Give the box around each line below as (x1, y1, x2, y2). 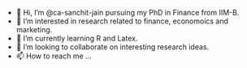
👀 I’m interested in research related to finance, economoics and (15, 16, 229, 26)
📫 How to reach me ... (15, 51, 92, 61)
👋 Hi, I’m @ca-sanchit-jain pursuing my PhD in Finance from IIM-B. (15, 8, 240, 17)
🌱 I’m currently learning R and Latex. (15, 33, 138, 43)
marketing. (15, 25, 53, 34)
